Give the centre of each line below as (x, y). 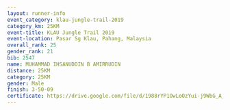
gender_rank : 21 (30, 52)
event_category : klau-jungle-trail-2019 (66, 20)
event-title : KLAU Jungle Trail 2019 (61, 32)
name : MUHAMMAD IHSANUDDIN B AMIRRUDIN (64, 64)
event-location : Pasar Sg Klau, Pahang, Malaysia (79, 39)
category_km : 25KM (33, 26)
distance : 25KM (29, 70)
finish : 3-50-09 (30, 90)
